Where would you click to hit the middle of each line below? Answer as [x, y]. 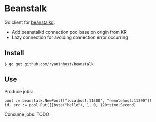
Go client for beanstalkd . [30, 22]
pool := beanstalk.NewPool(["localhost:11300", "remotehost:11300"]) [78, 100]
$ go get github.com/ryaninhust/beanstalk [49, 64]
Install [14, 53]
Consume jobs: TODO [27, 114]
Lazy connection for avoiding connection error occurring [70, 37]
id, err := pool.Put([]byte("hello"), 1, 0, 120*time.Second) [70, 105]
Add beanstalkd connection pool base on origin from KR [69, 32]
